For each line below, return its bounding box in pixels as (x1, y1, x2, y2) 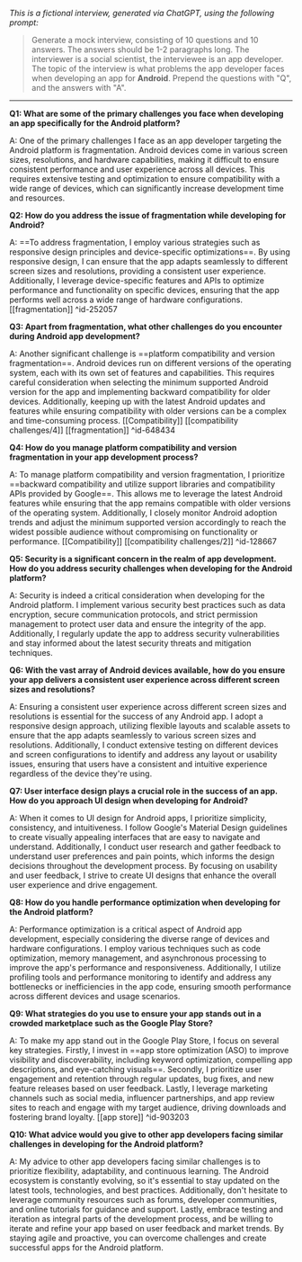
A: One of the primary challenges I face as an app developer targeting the (9, 135, 282, 146)
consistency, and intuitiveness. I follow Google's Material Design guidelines (9, 822, 288, 833)
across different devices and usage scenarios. (9, 991, 181, 1001)
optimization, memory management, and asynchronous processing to (9, 953, 267, 963)
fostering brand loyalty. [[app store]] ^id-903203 (9, 1112, 190, 1123)
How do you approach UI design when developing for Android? (9, 795, 249, 806)
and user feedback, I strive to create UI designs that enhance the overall (9, 870, 277, 881)
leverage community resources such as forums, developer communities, (9, 1195, 277, 1204)
